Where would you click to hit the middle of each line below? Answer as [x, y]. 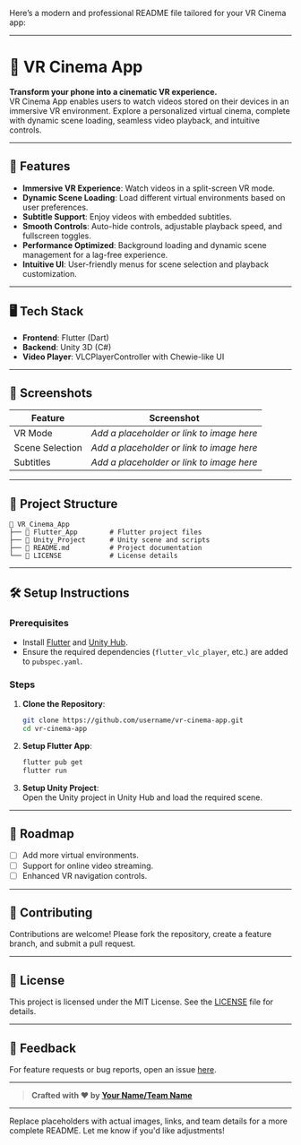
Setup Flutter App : [57, 745]
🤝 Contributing [51, 913]
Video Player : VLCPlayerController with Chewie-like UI [123, 357]
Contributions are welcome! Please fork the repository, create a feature [140, 934]
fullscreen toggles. [56, 236]
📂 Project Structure [64, 504]
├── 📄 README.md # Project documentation [106, 548]
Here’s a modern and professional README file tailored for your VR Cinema [148, 13]
